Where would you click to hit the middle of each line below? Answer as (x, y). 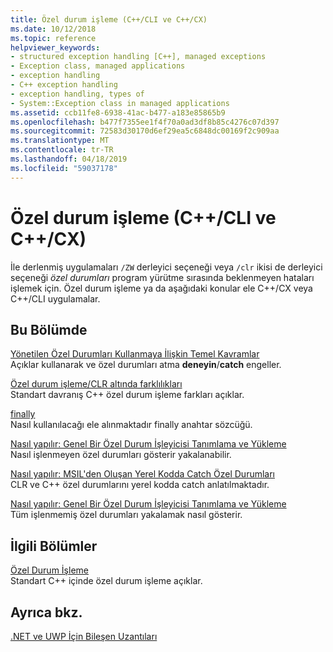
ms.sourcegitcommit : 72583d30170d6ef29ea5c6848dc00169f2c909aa (145, 131)
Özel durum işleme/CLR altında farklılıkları (96, 384)
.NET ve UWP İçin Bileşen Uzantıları (84, 636)
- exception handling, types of (77, 94)
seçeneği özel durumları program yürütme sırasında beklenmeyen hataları (162, 277)
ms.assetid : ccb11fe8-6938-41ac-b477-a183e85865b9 (118, 112)
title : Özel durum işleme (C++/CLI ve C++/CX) (109, 19)
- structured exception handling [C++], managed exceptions (138, 57)
